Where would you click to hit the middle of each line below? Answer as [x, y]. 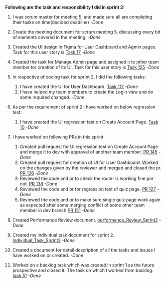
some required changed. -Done [52, 97]
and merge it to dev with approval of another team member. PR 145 [88, 152]
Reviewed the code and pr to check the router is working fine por [86, 178]
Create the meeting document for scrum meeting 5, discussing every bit [86, 32]
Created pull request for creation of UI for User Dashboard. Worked [89, 162]
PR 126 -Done [34, 173]
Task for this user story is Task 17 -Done [54, 52]
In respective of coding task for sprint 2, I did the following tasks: [79, 77]
